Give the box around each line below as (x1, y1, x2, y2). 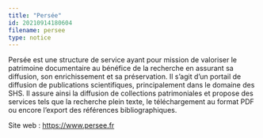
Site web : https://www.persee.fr (8, 121, 115, 130)
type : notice (8, 33, 51, 42)
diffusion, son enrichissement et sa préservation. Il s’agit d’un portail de (8, 72, 242, 81)
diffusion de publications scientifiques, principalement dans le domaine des (8, 80, 255, 90)
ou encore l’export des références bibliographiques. (8, 106, 177, 115)
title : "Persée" (8, 11, 62, 20)
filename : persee (8, 26, 66, 34)
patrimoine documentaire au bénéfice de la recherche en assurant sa (8, 64, 234, 73)
